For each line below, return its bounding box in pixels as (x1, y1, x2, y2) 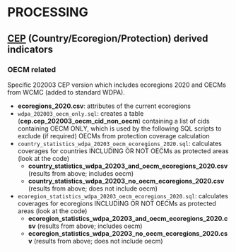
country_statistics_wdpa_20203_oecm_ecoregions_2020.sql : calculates (17, 139, 223, 148)
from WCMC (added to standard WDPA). (7, 88, 125, 96)
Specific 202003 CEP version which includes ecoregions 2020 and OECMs (7, 80, 226, 89)
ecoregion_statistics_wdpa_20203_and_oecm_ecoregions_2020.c (28, 214, 228, 222)
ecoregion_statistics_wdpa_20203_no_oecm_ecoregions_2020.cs (28, 229, 228, 237)
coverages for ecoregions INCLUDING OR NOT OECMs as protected (17, 199, 217, 208)
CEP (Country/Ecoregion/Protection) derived (7, 32, 208, 44)
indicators (7, 43, 54, 55)
